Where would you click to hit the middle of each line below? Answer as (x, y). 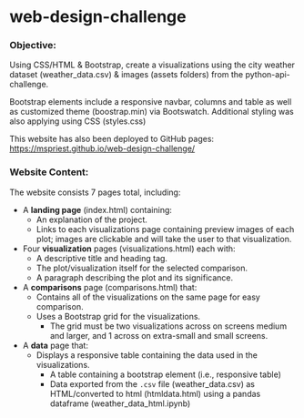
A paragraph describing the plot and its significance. (135, 277)
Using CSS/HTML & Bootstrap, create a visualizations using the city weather (152, 65)
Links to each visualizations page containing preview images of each (165, 229)
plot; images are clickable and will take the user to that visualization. (164, 239)
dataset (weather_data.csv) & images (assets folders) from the (127, 75)
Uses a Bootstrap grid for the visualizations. (118, 316)
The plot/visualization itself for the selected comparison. (142, 268)
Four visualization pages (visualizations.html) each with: (129, 249)
